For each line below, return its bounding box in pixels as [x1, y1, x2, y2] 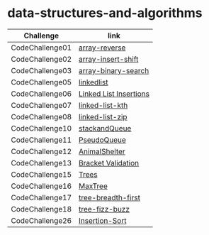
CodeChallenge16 [11, 181, 72, 191]
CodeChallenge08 [11, 111, 72, 121]
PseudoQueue [78, 135, 126, 145]
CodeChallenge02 [11, 54, 72, 64]
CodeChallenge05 [11, 77, 72, 87]
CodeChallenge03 [11, 65, 72, 75]
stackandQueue [78, 123, 132, 133]
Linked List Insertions [78, 89, 150, 99]
